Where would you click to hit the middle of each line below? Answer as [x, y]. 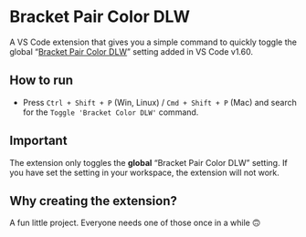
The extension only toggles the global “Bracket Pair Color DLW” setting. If [148, 162]
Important [38, 141]
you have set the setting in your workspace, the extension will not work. [145, 172]
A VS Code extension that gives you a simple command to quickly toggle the [153, 42]
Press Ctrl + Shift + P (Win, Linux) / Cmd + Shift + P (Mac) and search [159, 102]
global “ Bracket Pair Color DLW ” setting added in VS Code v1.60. [132, 51]
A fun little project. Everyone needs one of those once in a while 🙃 [135, 223]
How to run [42, 81]
